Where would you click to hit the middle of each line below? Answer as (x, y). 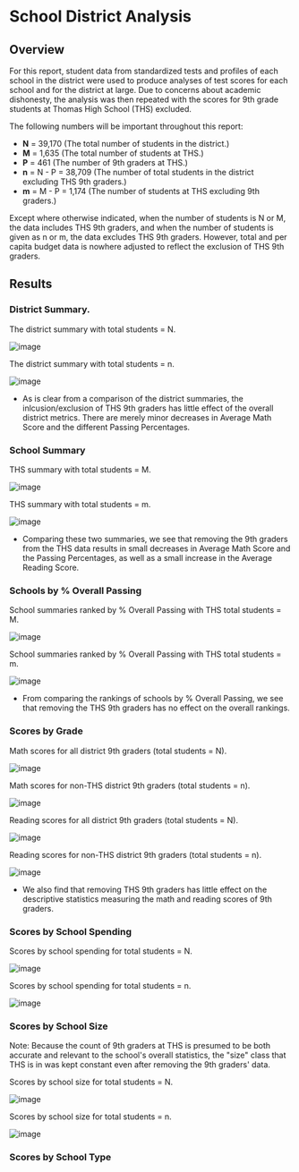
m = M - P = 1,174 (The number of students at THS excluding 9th (141, 191)
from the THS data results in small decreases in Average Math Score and (156, 548)
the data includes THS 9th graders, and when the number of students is (142, 227)
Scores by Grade (46, 731)
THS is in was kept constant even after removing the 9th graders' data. (140, 1065)
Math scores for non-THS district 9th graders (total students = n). (130, 786)
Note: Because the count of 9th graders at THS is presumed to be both (140, 1046)
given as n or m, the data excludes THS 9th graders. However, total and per (149, 237)
